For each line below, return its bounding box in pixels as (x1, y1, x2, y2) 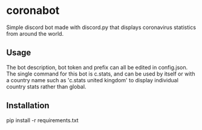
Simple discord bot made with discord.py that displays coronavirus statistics (6, 24, 197, 31)
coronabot (6, 4, 60, 18)
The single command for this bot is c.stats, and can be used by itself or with (6, 70, 195, 77)
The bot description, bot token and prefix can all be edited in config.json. (6, 63, 188, 71)
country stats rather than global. (6, 83, 86, 90)
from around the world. (6, 30, 64, 37)
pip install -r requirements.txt (6, 116, 79, 124)
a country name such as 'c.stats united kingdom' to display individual (6, 76, 178, 83)
